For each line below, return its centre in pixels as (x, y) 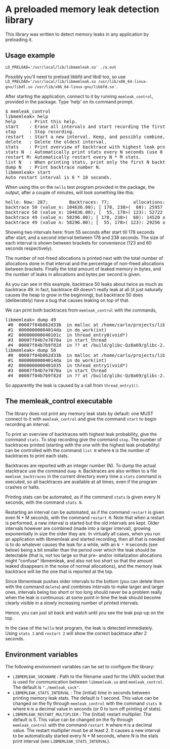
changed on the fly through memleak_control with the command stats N (87, 703)
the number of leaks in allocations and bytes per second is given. (73, 274)
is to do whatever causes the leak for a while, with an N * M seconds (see (81, 544)
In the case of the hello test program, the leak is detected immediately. (79, 628)
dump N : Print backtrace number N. (53, 167)
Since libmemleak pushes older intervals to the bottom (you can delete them (85, 581)
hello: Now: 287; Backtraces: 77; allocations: (85, 202)
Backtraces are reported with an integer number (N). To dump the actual (80, 465)
